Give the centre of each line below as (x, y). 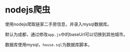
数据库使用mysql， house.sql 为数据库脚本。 (49, 44)
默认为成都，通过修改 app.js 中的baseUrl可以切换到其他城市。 (66, 34)
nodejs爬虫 (28, 10)
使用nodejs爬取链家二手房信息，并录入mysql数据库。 (58, 24)
